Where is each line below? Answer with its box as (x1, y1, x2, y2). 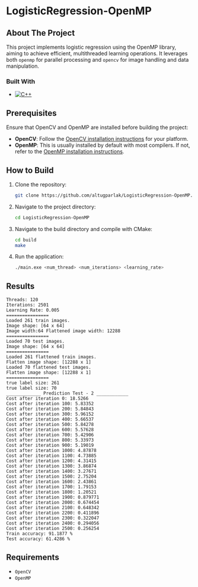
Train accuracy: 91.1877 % (6, 531, 73, 537)
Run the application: (14, 253, 64, 260)
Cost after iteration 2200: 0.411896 (6, 510, 100, 516)
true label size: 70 (6, 385, 58, 392)
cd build (14, 236, 37, 243)
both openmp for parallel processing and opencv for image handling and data (6, 56, 189, 63)
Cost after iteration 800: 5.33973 (6, 437, 94, 443)
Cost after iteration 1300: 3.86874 (6, 463, 97, 469)
